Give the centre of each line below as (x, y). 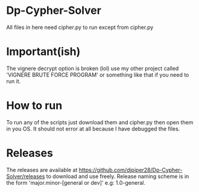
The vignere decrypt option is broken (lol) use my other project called (93, 68)
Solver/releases (26, 176)
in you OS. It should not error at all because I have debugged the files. (93, 129)
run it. (14, 81)
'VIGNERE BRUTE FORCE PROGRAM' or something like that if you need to (98, 75)
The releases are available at (42, 170)
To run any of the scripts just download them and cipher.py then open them (100, 122)
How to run (34, 106)
